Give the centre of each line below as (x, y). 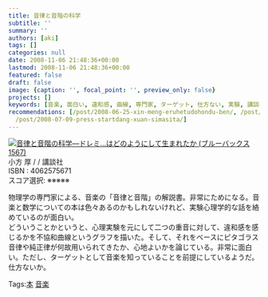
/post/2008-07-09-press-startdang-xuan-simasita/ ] (101, 120)
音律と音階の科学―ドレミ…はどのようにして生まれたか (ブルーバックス (133, 143)
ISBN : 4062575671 (40, 170)
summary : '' (28, 30)
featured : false (35, 75)
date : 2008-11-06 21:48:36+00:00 (64, 61)
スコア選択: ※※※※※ (39, 180)
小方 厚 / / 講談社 (36, 161)
